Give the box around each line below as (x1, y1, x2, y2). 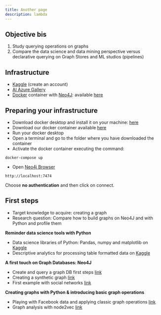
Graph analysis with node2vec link (12, 304, 82, 310)
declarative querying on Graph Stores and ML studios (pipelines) (12, 54, 144, 60)
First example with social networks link (12, 279, 91, 285)
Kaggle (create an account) (12, 81, 68, 87)
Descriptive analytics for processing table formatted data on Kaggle (12, 250, 151, 256)
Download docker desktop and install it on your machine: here (12, 119, 139, 125)
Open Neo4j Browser (12, 164, 55, 170)
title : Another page (5, 7, 48, 12)
